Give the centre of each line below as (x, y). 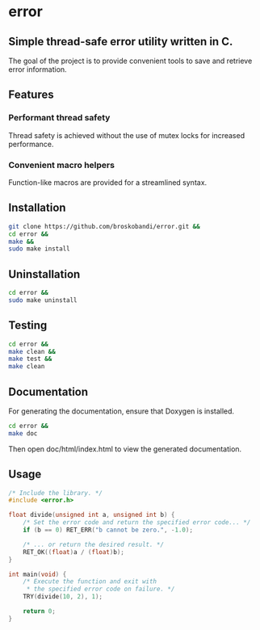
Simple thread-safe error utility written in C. (121, 42)
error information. (38, 69)
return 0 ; (40, 611)
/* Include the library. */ (56, 493)
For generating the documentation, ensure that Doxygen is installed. (122, 411)
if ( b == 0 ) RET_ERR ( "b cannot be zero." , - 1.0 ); (108, 530)
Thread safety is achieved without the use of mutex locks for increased (126, 135)
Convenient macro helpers (62, 165)
